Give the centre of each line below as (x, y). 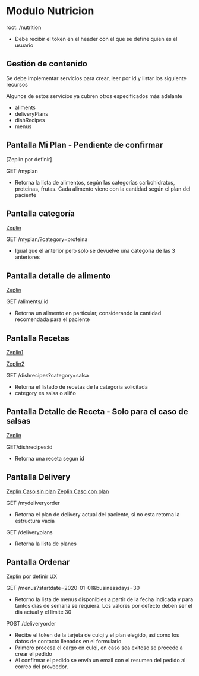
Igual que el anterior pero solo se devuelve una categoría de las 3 (95, 251)
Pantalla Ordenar (38, 562)
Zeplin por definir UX (32, 576)
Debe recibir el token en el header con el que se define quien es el (96, 39)
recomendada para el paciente (52, 319)
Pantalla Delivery (38, 477)
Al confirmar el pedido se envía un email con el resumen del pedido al (100, 661)
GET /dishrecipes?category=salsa (48, 375)
